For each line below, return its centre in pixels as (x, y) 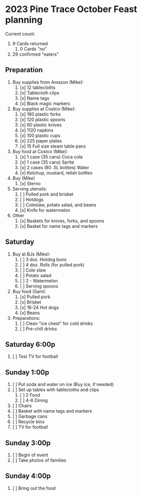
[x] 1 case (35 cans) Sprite (47, 162)
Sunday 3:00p (28, 443)
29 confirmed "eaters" (35, 54)
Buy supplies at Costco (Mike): (44, 108)
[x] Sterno (30, 183)
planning (24, 20)
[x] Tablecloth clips (39, 93)
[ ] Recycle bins (28, 422)
